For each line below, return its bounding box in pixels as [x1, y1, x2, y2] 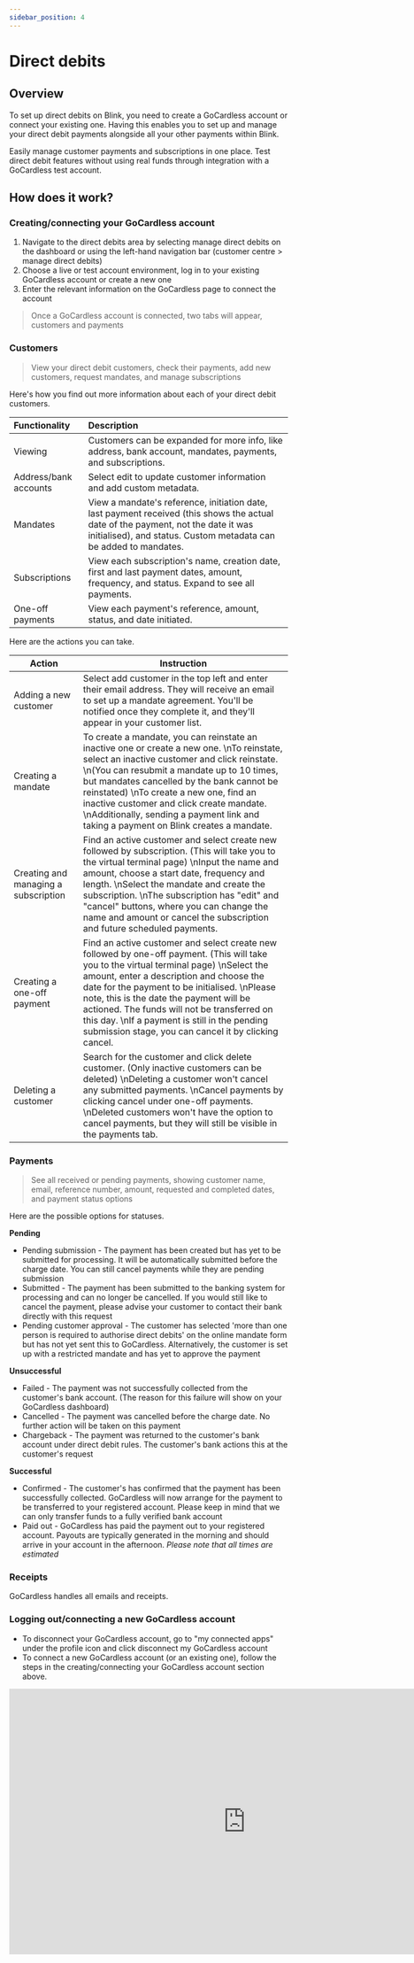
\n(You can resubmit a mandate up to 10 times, [82, 763, 279, 776]
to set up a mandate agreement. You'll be [82, 694, 254, 707]
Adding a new [13, 688, 71, 700]
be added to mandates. [88, 540, 184, 553]
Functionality [13, 419, 71, 431]
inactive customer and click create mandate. [82, 797, 267, 809]
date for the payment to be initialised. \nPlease [82, 980, 276, 993]
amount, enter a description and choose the [82, 970, 265, 982]
